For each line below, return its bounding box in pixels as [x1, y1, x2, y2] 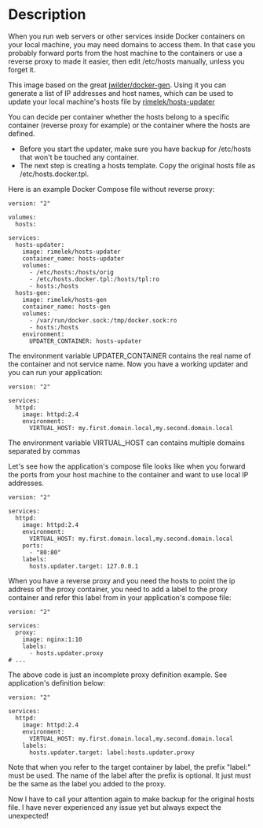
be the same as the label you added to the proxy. [8, 778, 166, 788]
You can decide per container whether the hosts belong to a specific [8, 112, 230, 121]
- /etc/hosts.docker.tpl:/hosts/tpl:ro [28, 275, 159, 283]
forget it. [8, 64, 36, 74]
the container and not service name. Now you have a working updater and [8, 359, 249, 369]
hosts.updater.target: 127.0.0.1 [28, 562, 139, 570]
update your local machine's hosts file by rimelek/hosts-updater [8, 97, 215, 106]
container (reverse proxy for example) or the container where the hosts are [8, 120, 250, 130]
